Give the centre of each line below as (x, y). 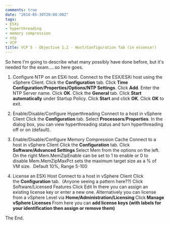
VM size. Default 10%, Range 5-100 (50, 166)
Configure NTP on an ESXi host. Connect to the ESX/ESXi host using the (88, 77)
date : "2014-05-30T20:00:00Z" (37, 15)
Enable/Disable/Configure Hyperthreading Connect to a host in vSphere (87, 114)
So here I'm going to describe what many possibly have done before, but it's (84, 62)
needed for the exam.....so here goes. (44, 67)
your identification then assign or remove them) (64, 208)
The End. (15, 218)
